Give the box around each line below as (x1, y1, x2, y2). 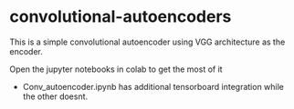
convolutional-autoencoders (9, 6, 232, 27)
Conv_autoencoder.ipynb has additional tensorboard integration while (22, 81, 285, 92)
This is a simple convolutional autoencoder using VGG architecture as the (9, 36, 286, 47)
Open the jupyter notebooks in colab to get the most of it (9, 64, 223, 74)
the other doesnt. (22, 91, 89, 102)
